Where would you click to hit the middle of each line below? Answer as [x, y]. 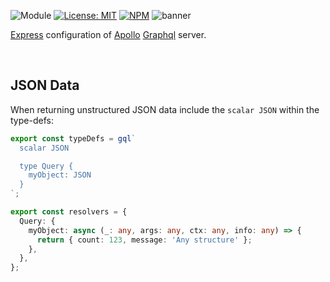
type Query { [46, 166]
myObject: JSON [60, 175]
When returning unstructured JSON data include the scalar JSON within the [165, 109]
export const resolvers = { [69, 212]
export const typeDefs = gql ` [73, 138]
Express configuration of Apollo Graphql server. [108, 34]
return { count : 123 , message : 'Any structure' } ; [144, 240]
